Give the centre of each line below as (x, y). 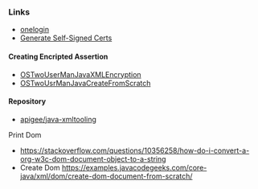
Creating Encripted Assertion (58, 56)
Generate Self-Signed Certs (66, 38)
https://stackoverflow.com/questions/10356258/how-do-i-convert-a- (135, 150)
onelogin (35, 30)
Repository (27, 101)
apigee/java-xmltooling (58, 119)
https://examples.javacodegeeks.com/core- (134, 167)
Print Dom (25, 134)
